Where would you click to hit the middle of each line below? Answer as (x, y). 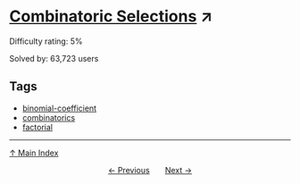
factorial (37, 127)
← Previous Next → (150, 170)
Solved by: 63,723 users (54, 58)
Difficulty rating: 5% (46, 41)
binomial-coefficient (59, 108)
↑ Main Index (34, 153)
